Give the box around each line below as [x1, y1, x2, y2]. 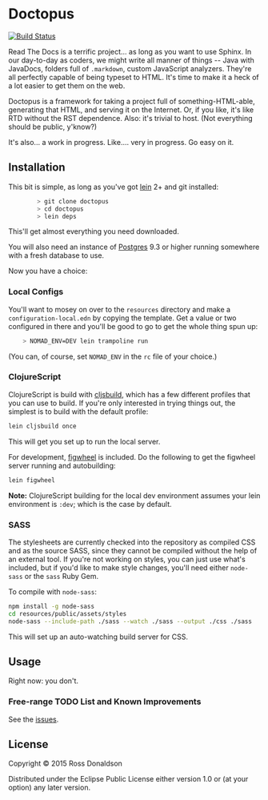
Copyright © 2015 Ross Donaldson [8, 758, 122, 769]
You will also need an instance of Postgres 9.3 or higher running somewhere [8, 242, 260, 252]
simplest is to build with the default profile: [8, 406, 149, 416]
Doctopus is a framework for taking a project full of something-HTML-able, [8, 96, 256, 106]
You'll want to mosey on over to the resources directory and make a [8, 304, 230, 314]
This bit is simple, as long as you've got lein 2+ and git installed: [8, 182, 219, 191]
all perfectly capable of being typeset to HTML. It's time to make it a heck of [8, 72, 260, 82]
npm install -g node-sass [8, 602, 94, 610]
